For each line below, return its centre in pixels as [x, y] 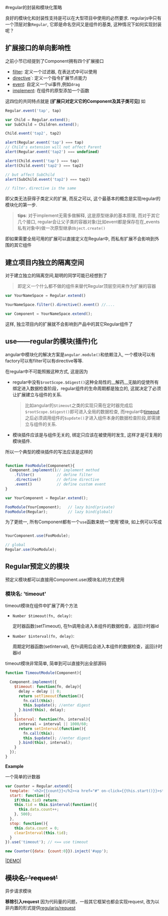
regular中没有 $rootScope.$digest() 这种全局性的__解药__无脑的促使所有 [85, 382]
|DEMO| [13, 861]
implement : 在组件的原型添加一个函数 [51, 90]
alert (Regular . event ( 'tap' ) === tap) [44, 143]
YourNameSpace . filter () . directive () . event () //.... [60, 305]
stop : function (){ [29, 823]
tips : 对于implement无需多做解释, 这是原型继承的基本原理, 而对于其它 [88, 215]
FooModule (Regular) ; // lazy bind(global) [59, 512]
